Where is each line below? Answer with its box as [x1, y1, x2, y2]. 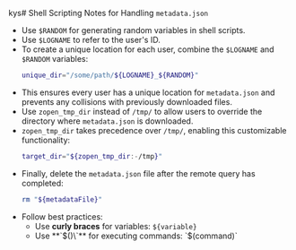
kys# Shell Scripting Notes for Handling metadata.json [8, 8, 209, 18]
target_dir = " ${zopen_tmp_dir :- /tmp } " [21, 151, 163, 160]
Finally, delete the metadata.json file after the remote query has [21, 168, 257, 178]
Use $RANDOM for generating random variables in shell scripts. [21, 25, 246, 35]
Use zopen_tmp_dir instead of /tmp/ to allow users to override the [21, 106, 263, 116]
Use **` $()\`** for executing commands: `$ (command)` [34, 230, 239, 241]
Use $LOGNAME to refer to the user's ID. [21, 35, 161, 45]
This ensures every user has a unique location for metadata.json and [21, 87, 275, 98]
